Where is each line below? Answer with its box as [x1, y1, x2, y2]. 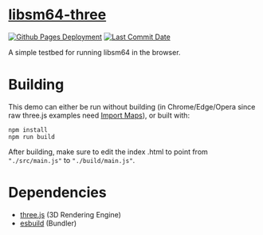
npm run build [8, 133, 56, 141]
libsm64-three [8, 6, 107, 24]
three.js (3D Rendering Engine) [19, 209, 122, 219]
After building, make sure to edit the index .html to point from [8, 146, 209, 157]
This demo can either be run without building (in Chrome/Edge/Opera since [8, 102, 256, 111]
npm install [8, 125, 48, 133]
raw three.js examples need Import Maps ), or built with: [8, 110, 190, 120]
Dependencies [8, 184, 107, 201]
